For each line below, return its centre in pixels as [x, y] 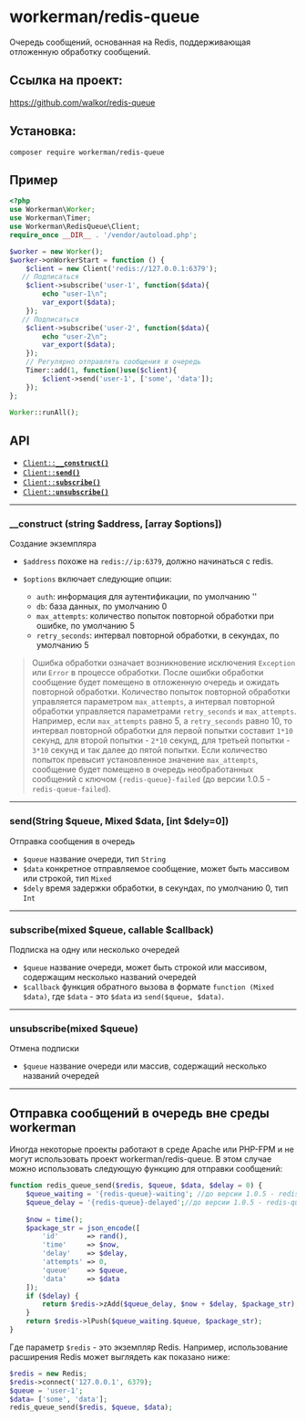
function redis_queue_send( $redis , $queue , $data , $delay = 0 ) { [136, 1186]
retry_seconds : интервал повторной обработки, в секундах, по [158, 635]
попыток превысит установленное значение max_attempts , [145, 760]
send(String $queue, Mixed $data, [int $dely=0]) [119, 821]
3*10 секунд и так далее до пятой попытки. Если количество [149, 750]
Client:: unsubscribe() [66, 493]
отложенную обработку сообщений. [80, 51]
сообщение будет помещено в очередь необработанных [143, 769]
